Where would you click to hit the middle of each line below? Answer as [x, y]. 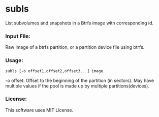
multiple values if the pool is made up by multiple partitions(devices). [77, 86]
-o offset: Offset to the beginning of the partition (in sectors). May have [80, 80]
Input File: [18, 36]
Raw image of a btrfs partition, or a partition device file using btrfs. [75, 47]
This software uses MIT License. [39, 110]
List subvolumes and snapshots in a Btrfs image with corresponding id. [80, 23]
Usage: [14, 61]
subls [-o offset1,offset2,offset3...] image [54, 71]
